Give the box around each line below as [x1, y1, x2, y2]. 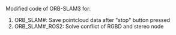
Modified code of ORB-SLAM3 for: [5, 5, 91, 12]
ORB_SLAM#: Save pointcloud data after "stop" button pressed [14, 17, 171, 23]
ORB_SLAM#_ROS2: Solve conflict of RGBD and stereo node [14, 23, 164, 30]
